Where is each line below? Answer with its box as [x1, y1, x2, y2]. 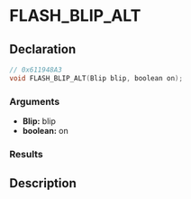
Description [9, 175, 77, 191]
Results [9, 147, 43, 160]
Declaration [9, 42, 77, 57]
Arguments [9, 95, 60, 108]
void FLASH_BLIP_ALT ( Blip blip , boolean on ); [9, 73, 183, 82]
